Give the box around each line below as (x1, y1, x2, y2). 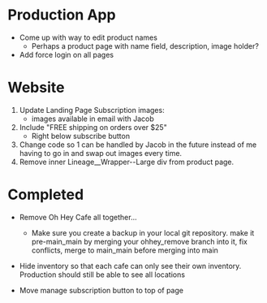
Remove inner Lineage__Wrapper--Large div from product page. (19, 157, 235, 167)
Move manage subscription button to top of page (19, 285, 184, 295)
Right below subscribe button (31, 131, 131, 141)
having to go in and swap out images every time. (19, 148, 183, 158)
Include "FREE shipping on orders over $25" (19, 122, 167, 132)
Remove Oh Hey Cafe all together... (19, 212, 137, 222)
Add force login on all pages (19, 50, 114, 59)
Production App (7, 6, 116, 24)
